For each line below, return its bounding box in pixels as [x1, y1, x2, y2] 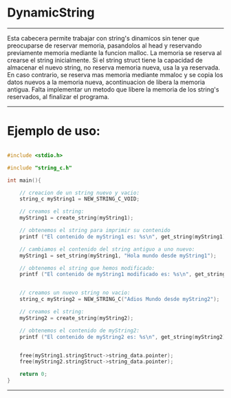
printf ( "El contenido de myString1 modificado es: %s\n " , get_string [19, 271, 226, 278]
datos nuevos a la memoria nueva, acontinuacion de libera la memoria [7, 78, 206, 86]
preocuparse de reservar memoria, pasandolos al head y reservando [7, 41, 202, 50]
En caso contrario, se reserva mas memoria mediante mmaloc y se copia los [7, 70, 223, 78]
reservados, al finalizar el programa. [7, 92, 110, 101]
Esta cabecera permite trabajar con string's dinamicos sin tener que [7, 34, 199, 42]
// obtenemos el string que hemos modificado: [19, 264, 155, 271]
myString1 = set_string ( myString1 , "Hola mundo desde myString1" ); [19, 252, 217, 259]
